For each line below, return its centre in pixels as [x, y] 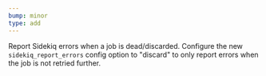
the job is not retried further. [55, 63]
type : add [25, 23]
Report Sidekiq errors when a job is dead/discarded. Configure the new [126, 46]
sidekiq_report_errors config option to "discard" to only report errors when [133, 54]
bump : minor [28, 16]
